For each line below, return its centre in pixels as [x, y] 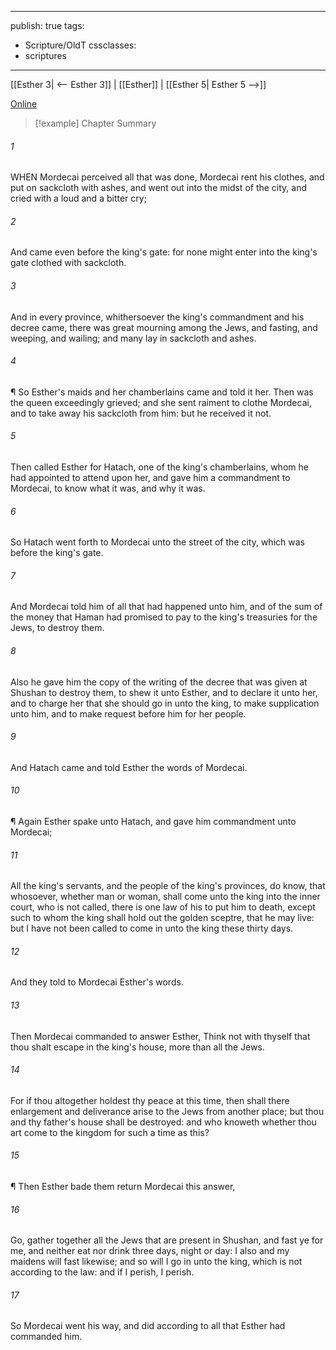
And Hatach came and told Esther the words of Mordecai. [129, 767]
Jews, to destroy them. [57, 628]
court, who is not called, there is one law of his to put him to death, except [163, 907]
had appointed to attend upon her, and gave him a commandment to [150, 478]
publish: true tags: [47, 25]
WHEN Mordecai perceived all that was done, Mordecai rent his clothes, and [167, 177]
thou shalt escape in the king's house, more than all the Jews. [137, 1047]
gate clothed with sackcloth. [68, 263]
